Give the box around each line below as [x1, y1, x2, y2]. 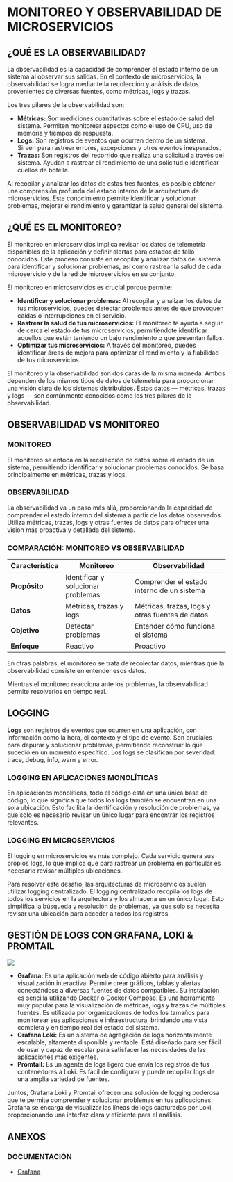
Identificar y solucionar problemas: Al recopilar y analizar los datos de [17, 296, 221, 305]
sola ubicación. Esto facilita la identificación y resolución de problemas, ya [7, 804, 220, 812]
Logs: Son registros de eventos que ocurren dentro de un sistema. [17, 136, 208, 145]
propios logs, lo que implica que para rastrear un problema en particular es [7, 859, 221, 867]
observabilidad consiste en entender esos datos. [7, 667, 147, 675]
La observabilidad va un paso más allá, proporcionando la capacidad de [7, 503, 213, 512]
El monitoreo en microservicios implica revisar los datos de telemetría [7, 240, 206, 248]
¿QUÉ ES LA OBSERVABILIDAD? [7, 47, 146, 58]
